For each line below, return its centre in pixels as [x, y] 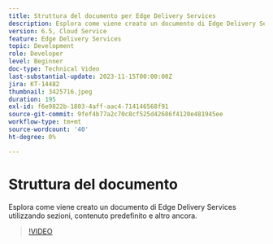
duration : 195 [32, 99]
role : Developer [36, 54]
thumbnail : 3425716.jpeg [50, 91]
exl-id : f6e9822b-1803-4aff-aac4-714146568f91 [89, 107]
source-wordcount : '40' [49, 129]
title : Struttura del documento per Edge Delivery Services [113, 16]
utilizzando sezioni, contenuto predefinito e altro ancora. [103, 216]
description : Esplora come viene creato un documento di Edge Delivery [132, 24]
